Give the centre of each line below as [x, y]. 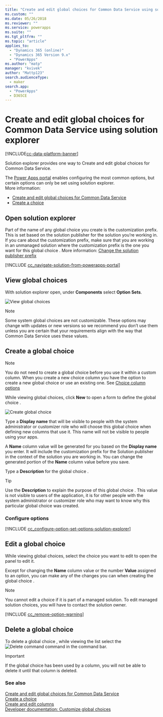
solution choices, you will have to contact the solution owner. [66, 605]
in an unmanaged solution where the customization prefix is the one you [77, 245]
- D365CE [18, 95]
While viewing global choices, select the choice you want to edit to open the [81, 556]
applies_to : [17, 46]
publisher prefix [21, 256]
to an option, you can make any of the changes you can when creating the [79, 575]
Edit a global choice [35, 544]
